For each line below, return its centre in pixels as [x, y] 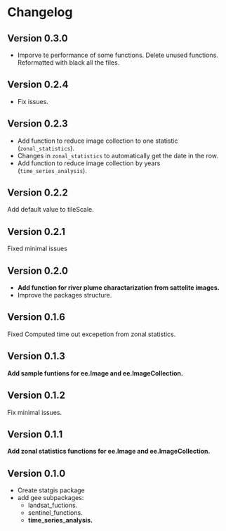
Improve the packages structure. [65, 295]
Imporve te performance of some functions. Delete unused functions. [118, 55]
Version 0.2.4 [38, 85]
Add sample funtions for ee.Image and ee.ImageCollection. [95, 373]
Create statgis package [51, 490]
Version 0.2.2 [38, 193]
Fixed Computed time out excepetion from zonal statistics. [92, 334]
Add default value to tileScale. [51, 210]
